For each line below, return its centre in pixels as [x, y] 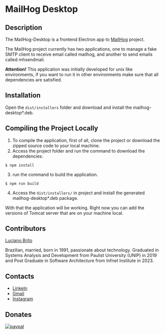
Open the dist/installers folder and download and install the [69, 107]
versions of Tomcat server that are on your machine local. [64, 213]
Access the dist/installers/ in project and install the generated [79, 193]
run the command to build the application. [55, 174]
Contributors [26, 229]
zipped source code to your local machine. [56, 146]
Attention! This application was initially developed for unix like [69, 69]
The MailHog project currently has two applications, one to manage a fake [81, 49]
